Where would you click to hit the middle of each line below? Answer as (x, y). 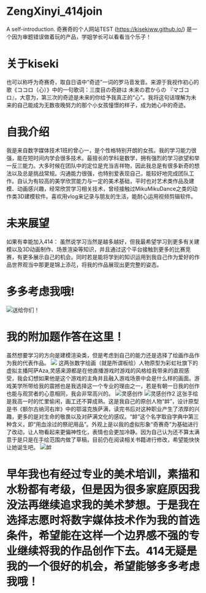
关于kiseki (33, 64)
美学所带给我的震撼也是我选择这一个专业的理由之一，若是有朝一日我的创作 (105, 386)
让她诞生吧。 (22, 447)
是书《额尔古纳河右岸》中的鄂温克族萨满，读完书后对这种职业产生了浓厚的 (100, 409)
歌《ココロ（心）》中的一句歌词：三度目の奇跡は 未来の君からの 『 (90, 90)
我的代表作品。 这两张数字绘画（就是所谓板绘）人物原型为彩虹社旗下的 (105, 363)
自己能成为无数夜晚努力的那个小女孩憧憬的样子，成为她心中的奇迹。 (103, 105)
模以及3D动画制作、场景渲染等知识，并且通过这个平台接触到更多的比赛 (96, 249)
